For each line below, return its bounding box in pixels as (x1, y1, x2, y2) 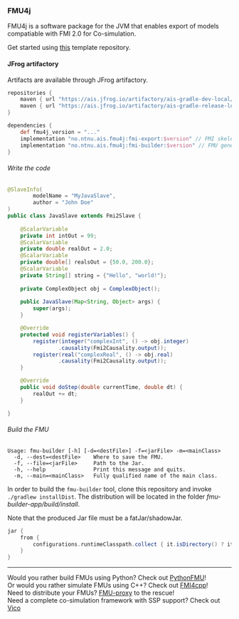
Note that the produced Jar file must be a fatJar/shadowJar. (7, 514, 183, 522)
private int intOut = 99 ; (20, 232, 97, 239)
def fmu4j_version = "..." (20, 128, 100, 135)
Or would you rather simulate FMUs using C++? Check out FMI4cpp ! (7, 581, 208, 590)
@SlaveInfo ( (7, 186, 43, 193)
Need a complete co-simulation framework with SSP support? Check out (7, 596, 221, 605)
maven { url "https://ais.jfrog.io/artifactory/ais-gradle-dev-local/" (20, 95, 237, 103)
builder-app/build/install (7, 499, 78, 508)
